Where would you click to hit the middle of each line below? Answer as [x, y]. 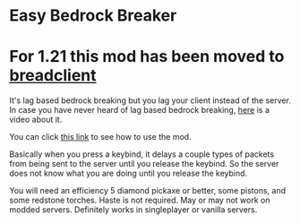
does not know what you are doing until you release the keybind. [129, 173]
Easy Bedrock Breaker [93, 16]
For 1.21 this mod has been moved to [147, 57]
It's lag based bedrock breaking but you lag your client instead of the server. [150, 100]
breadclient [53, 76]
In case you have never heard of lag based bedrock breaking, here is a [140, 110]
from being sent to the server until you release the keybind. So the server [144, 164]
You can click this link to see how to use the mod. [100, 137]
